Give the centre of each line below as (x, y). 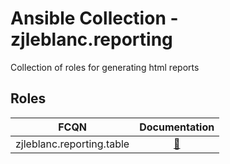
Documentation (177, 127)
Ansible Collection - (94, 18)
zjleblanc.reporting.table (72, 144)
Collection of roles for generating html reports (105, 67)
